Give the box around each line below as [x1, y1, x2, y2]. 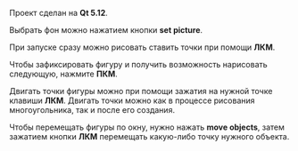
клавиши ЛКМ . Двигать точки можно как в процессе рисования [9, 95, 256, 106]
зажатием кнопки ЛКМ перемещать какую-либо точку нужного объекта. [9, 131, 290, 141]
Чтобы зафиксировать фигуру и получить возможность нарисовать [9, 60, 268, 69]
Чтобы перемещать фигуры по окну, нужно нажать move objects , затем [9, 122, 286, 132]
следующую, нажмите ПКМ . [9, 68, 118, 79]
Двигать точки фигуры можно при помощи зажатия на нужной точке [9, 86, 273, 96]
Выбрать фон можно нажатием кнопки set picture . [9, 25, 203, 35]
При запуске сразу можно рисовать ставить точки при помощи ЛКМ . [9, 42, 276, 52]
